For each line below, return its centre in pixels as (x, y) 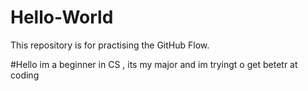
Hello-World (62, 17)
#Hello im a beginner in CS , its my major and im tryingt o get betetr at (154, 64)
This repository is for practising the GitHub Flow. (110, 45)
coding (25, 75)
